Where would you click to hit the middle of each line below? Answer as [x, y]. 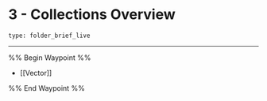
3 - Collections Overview [92, 15]
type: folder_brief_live [49, 36]
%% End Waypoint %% [46, 88]
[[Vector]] [36, 73]
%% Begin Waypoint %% [50, 58]
